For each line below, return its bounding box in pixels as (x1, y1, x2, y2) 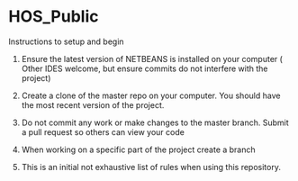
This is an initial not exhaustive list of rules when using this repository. (21, 161, 281, 172)
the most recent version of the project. (21, 99, 165, 110)
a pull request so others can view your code (21, 126, 185, 137)
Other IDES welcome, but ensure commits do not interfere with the (21, 63, 268, 74)
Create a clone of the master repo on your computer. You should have (21, 90, 281, 101)
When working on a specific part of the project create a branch (21, 144, 256, 155)
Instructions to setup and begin (8, 36, 124, 47)
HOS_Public (8, 6, 99, 27)
